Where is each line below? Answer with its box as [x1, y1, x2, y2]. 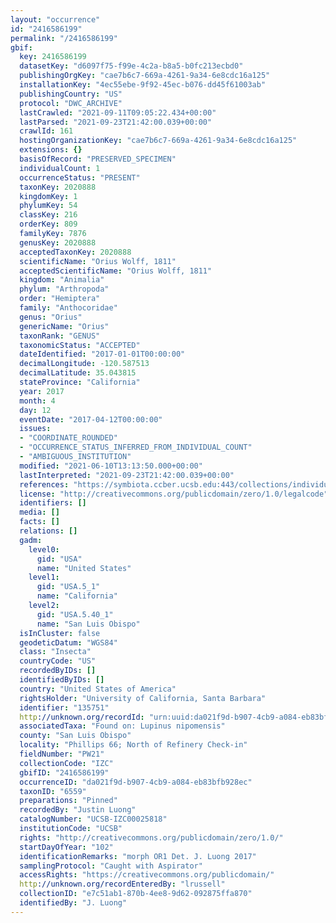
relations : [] [19, 526, 78, 536]
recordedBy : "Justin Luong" [19, 805, 137, 815]
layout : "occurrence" [10, 14, 101, 25]
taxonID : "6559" [19, 786, 87, 796]
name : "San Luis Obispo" [36, 619, 141, 629]
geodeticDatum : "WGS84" [19, 637, 118, 648]
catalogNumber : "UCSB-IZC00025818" [19, 814, 168, 825]
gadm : [19, 535, 43, 545]
